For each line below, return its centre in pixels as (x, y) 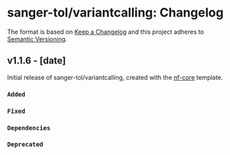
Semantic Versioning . (37, 39)
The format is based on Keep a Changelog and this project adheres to (106, 32)
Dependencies (29, 128)
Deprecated (25, 145)
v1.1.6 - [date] (37, 61)
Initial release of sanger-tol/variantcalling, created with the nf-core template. (115, 77)
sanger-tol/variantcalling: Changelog (115, 13)
